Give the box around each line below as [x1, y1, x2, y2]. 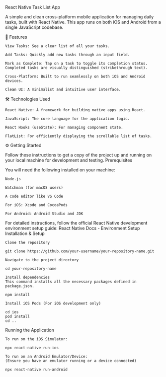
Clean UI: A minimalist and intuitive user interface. [5, 87, 121, 92]
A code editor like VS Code [5, 194, 64, 199]
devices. [5, 78, 23, 83]
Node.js [5, 176, 21, 181]
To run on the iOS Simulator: [5, 337, 68, 342]
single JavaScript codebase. [5, 24, 64, 30]
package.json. [5, 284, 35, 289]
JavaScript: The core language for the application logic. [5, 116, 130, 121]
